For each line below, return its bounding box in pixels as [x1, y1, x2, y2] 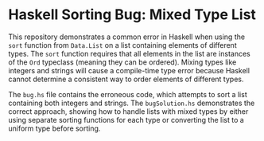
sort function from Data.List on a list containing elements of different [8, 40, 237, 49]
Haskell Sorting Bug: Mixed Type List [8, 6, 257, 24]
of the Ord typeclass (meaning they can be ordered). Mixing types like [8, 57, 237, 67]
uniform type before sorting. [8, 123, 101, 133]
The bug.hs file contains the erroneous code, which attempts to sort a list [8, 89, 248, 99]
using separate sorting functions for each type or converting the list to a [8, 115, 244, 124]
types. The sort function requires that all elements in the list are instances [8, 49, 250, 58]
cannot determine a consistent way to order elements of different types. [8, 74, 244, 84]
